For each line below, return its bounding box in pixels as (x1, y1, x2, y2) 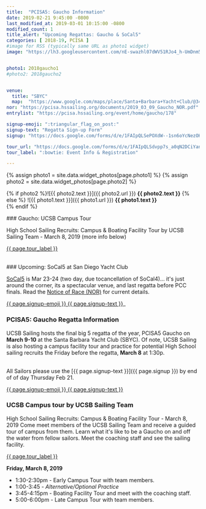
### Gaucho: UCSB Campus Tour (6, 215, 91, 222)
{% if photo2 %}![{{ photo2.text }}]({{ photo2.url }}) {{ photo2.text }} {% (6, 190, 190, 197)
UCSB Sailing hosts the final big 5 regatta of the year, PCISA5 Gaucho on (6, 329, 191, 337)
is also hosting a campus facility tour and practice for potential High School (6, 342, 196, 350)
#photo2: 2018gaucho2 (6, 71, 62, 77)
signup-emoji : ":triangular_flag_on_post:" (6, 121, 120, 127)
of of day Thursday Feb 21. (6, 374, 74, 381)
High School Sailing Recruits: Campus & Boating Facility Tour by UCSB (6, 227, 184, 234)
